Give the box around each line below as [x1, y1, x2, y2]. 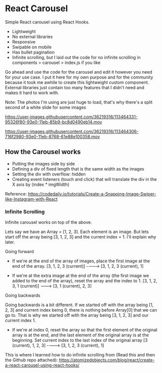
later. [5, 239, 16, 245]
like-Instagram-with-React [5, 196, 58, 202]
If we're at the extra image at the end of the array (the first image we [12, 273, 149, 278]
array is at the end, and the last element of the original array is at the [12, 332, 149, 338]
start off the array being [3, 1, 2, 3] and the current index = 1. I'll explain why [5, 234, 157, 240]
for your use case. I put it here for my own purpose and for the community [5, 74, 154, 80]
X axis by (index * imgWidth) [12, 181, 69, 187]
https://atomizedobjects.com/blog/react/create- [59, 357, 155, 363]
